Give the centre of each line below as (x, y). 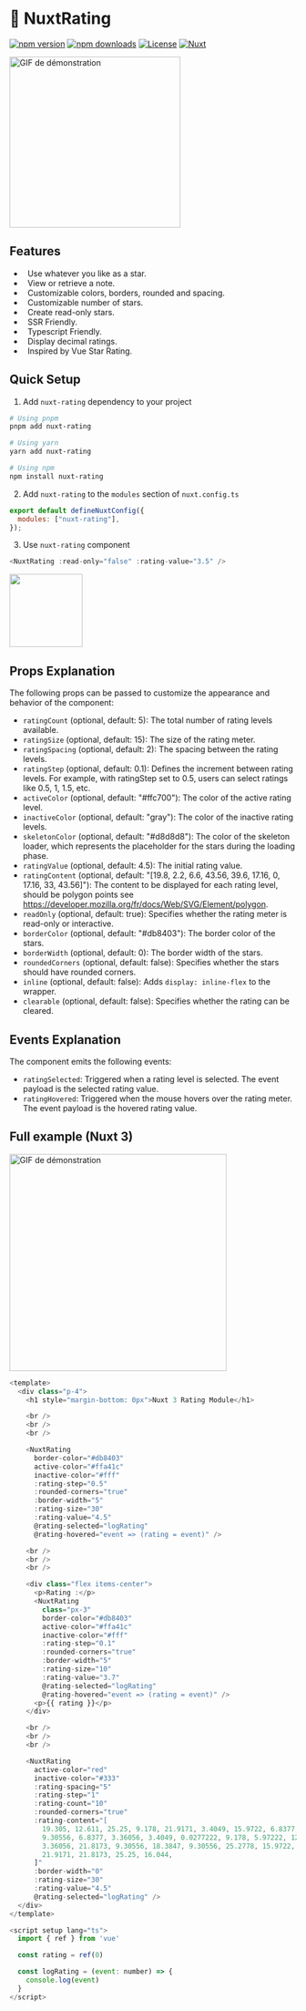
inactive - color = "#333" (76, 1778)
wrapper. (40, 992)
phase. (36, 856)
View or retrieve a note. (71, 283)
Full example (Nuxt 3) (71, 1137)
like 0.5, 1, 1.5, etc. (56, 789)
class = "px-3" (67, 1609)
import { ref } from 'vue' (69, 1939)
